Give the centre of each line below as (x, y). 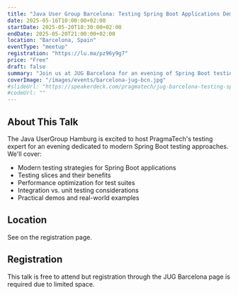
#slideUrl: (23, 87)
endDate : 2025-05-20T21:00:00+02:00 (61, 34)
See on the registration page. (50, 237)
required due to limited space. (51, 284)
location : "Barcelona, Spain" (52, 40)
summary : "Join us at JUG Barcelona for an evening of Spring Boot (109, 73)
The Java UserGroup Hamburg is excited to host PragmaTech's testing (110, 138)
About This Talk (43, 122)
